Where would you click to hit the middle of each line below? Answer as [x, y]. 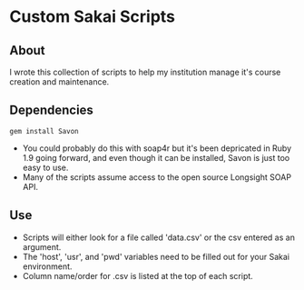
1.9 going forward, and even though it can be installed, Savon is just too [156, 157]
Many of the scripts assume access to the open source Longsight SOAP [157, 177]
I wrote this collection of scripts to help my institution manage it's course [145, 72]
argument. [42, 246]
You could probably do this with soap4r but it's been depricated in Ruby [157, 148]
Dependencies [51, 110]
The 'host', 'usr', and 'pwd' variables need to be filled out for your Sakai [156, 256]
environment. [47, 266]
